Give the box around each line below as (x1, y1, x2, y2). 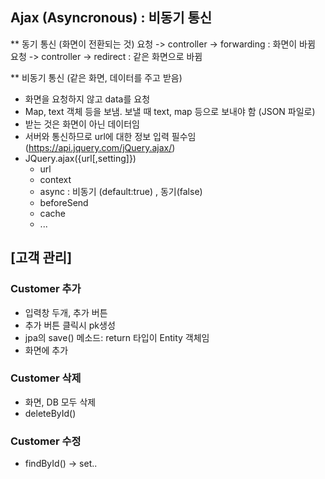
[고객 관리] (10, 249, 73, 267)
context (39, 173, 72, 185)
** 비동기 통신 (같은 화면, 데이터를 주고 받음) (10, 71, 183, 83)
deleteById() (24, 407, 77, 419)
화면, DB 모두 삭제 (24, 396, 97, 408)
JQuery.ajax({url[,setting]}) (24, 152, 137, 164)
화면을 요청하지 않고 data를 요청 (24, 93, 151, 105)
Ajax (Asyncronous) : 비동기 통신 (10, 9, 213, 27)
